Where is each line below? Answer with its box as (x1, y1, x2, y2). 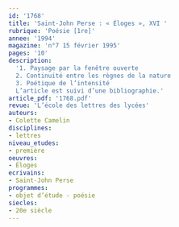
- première (8, 147, 45, 155)
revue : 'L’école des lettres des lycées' (8, 101, 150, 109)
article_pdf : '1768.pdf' (8, 94, 92, 102)
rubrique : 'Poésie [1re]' (8, 27, 95, 35)
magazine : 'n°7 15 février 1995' (8, 42, 121, 50)
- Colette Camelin (8, 117, 70, 125)
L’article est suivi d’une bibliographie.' (15, 86, 164, 95)
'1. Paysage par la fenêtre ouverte (15, 64, 139, 72)
